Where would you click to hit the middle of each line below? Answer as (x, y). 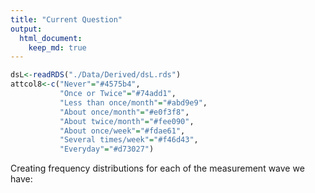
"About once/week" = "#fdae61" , (122, 131)
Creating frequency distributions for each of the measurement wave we (157, 168)
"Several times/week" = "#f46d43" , (129, 140)
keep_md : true (57, 47)
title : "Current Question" (66, 19)
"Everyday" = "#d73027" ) (107, 149)
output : (26, 29)
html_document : (51, 38)
